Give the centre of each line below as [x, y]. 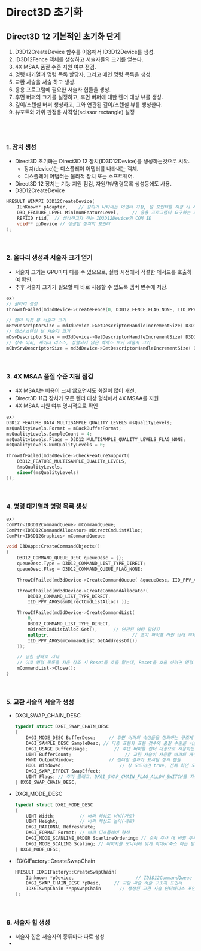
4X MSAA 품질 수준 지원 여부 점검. [56, 67]
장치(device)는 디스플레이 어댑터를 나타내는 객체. [81, 169]
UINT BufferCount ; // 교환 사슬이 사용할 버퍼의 [106, 755]
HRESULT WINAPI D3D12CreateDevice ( [51, 202]
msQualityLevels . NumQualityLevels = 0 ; [56, 445]
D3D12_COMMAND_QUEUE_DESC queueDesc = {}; [71, 558]
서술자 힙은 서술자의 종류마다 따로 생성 [60, 937]
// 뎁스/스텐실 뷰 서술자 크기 [38, 332]
